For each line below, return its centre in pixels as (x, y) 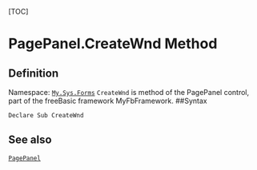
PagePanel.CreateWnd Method (113, 44)
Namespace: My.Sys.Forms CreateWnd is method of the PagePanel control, (129, 92)
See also (30, 140)
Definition (33, 73)
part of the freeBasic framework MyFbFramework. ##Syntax (108, 101)
